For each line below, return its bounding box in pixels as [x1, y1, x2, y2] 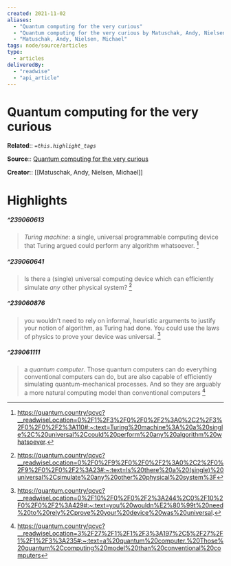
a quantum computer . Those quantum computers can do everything [23, 365, 217, 373]
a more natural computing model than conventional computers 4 [23, 387, 206, 397]
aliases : [7, 17, 32, 23]
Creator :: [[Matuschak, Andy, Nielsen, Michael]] [7, 168, 143, 177]
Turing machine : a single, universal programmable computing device [23, 233, 219, 242]
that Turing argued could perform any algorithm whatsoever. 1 [23, 240, 199, 250]
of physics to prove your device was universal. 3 [23, 331, 161, 340]
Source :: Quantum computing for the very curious [7, 155, 149, 163]
